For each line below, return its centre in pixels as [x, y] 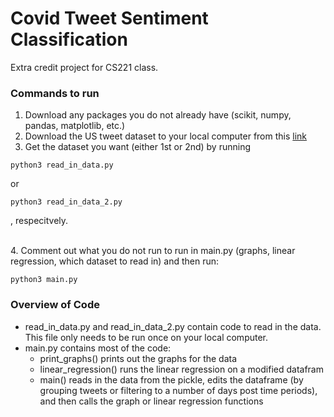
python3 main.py [44, 280]
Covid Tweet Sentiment [109, 18]
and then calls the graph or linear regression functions [151, 401]
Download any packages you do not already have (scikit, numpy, [158, 115]
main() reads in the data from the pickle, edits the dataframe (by [171, 379]
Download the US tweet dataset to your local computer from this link [166, 136]
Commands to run [55, 93]
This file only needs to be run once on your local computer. [146, 337]
